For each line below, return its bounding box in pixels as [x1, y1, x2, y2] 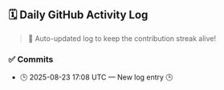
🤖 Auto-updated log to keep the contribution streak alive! [27, 33, 217, 43]
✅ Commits [8, 53, 54, 64]
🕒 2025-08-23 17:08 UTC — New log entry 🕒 [19, 72, 173, 82]
